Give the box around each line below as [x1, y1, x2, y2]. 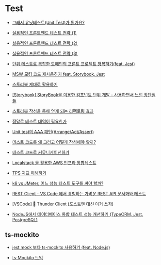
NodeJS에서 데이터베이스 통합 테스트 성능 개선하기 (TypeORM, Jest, [12, 211, 144, 217]
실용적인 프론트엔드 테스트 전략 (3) [12, 50, 78, 56]
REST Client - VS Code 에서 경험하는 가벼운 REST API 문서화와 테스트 [12, 190, 146, 197]
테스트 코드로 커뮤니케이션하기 [12, 149, 69, 155]
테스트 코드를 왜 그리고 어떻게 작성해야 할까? [12, 139, 96, 145]
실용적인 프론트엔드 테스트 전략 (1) [12, 30, 77, 35]
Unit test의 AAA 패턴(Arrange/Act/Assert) [12, 129, 94, 134]
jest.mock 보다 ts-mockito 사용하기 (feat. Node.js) [12, 244, 110, 250]
